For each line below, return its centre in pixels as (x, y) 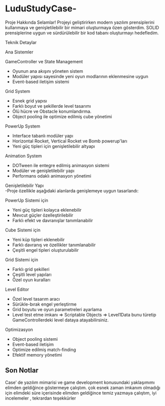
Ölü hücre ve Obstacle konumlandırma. (52, 111)
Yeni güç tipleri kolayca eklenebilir (47, 210)
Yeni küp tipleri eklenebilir (38, 239)
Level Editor (17, 289)
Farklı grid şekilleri (31, 269)
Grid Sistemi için (22, 260)
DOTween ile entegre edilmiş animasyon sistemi (61, 165)
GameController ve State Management (44, 61)
